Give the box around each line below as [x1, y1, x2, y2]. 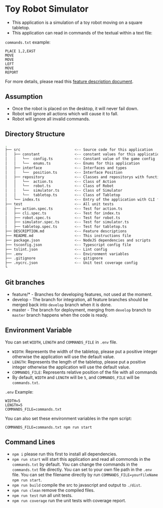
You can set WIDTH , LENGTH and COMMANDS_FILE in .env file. [5, 339, 118, 345]
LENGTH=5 [5, 402, 23, 407]
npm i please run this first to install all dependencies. [12, 451, 117, 457]
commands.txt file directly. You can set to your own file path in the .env [12, 466, 152, 472]
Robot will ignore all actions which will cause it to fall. [12, 110, 119, 116]
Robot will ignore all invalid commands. [12, 116, 90, 122]
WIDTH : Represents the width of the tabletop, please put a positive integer [12, 348, 158, 354]
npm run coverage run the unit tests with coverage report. [12, 497, 126, 503]
